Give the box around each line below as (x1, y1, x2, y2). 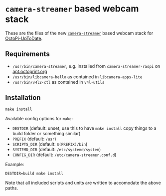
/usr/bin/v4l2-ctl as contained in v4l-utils (12, 79, 105, 85)
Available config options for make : (5, 115, 73, 121)
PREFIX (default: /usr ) (12, 136, 56, 142)
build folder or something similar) (12, 130, 81, 136)
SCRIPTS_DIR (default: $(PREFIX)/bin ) (12, 141, 88, 147)
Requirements (5, 50, 50, 58)
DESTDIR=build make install (5, 171, 64, 176)
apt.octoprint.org (12, 68, 47, 74)
